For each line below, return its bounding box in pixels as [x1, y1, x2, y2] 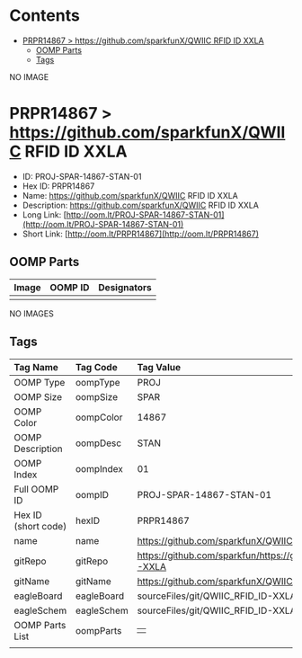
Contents [9, 5, 81, 26]
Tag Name [13, 360, 58, 373]
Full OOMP [13, 483, 59, 495]
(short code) [13, 520, 67, 532]
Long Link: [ [22, 209, 67, 220]
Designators [98, 280, 153, 293]
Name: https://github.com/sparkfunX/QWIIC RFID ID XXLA [22, 190, 238, 200]
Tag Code [75, 360, 119, 373]
